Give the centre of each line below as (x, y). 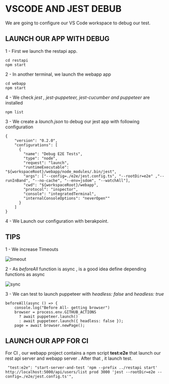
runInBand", (18, 181)
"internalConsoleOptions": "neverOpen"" (67, 198)
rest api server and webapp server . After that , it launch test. (69, 359)
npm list (14, 112)
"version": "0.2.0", (36, 141)
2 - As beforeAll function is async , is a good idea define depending (76, 269)
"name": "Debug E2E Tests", (53, 154)
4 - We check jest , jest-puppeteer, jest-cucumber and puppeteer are (78, 97)
